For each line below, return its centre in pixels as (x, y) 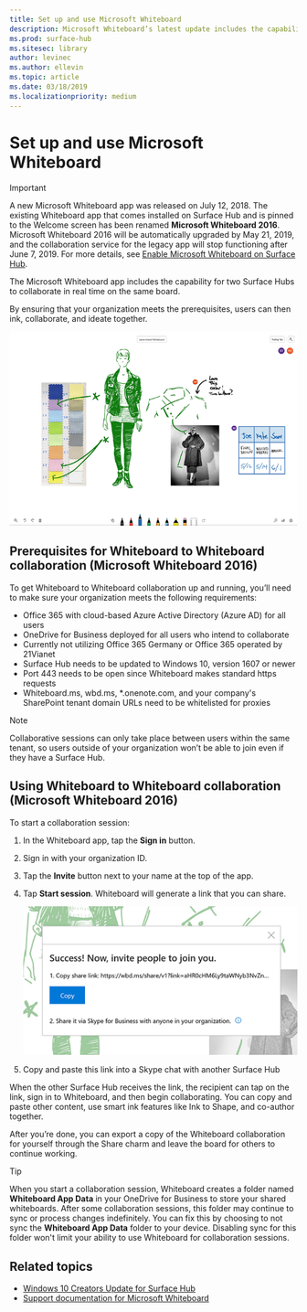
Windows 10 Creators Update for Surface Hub (109, 1288)
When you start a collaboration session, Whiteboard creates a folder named (152, 1189)
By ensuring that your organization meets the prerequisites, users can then (150, 309)
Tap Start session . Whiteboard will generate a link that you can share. (154, 893)
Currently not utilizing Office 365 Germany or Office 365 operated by (153, 644)
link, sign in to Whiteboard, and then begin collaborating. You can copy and (151, 1097)
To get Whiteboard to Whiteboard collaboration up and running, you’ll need (150, 587)
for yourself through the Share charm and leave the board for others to (143, 1144)
